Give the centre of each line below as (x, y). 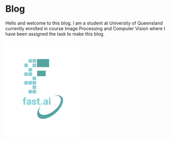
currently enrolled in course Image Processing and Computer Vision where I (85, 28)
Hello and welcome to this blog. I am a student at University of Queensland (84, 23)
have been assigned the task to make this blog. (55, 34)
